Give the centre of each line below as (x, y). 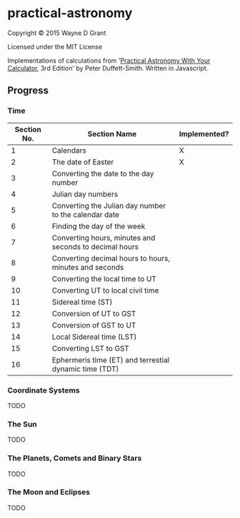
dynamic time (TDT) (85, 369)
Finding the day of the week (99, 226)
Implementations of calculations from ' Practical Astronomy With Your (109, 60)
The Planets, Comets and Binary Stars (75, 458)
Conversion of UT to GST (94, 313)
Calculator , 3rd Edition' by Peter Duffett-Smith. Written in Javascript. (108, 68)
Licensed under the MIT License (55, 46)
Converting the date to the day (103, 173)
